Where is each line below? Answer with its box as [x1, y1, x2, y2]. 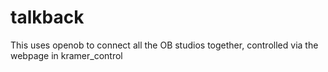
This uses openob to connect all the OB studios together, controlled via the [10, 39, 319, 51]
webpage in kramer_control [10, 49, 123, 61]
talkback [10, 6, 85, 29]
